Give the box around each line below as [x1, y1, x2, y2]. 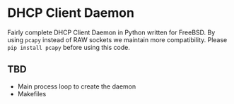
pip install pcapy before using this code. [7, 43, 131, 51]
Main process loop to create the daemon [17, 82, 136, 91]
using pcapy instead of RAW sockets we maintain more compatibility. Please [7, 35, 228, 44]
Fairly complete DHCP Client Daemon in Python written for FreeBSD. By [7, 28, 216, 37]
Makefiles [17, 89, 47, 98]
